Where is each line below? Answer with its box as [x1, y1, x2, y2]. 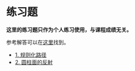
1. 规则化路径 [14, 51, 47, 58]
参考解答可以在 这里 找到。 [6, 38, 69, 46]
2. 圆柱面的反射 [14, 59, 53, 66]
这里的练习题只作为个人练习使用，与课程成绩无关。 [6, 26, 132, 33]
